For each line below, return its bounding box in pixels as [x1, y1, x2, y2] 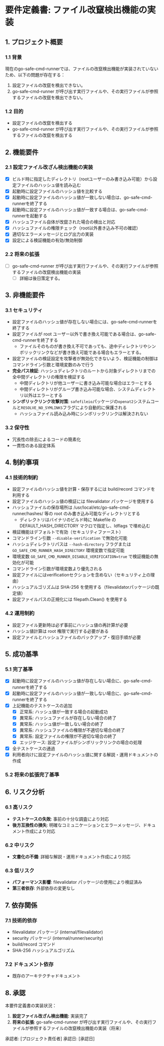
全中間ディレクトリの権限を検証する [12, 374, 85, 380]
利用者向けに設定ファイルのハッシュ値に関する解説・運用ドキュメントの [12, 752, 158, 758]
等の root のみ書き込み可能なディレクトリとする [44, 511, 141, 517]
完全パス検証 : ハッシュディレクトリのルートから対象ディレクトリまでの [12, 368, 156, 374]
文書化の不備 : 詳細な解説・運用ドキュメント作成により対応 [12, 854, 131, 860]
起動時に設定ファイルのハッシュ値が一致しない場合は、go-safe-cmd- [12, 194, 153, 200]
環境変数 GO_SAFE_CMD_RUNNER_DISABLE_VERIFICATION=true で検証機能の [12, 553, 154, 559]
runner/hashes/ [12, 511, 44, 517]
